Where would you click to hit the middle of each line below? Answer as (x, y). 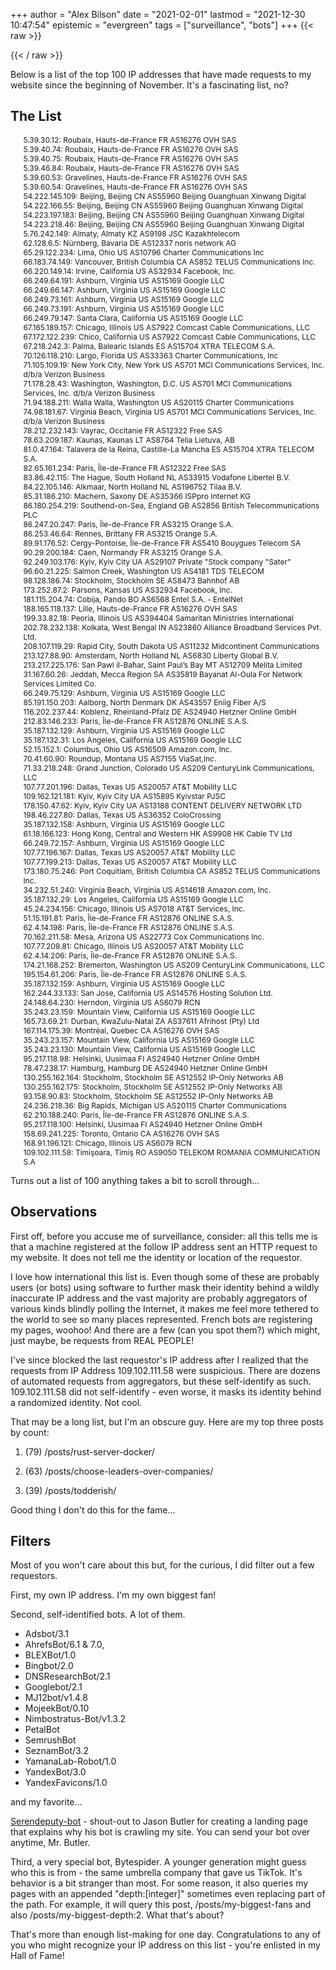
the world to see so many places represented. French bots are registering (161, 1319)
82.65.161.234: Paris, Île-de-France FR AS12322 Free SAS (125, 467)
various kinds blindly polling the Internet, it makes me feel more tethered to (164, 1308)
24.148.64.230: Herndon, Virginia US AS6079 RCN (112, 1002)
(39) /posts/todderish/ (70, 1490)
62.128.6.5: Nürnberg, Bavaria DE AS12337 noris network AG (130, 242)
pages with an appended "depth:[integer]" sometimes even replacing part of (168, 1894)
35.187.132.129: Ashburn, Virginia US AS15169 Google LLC (124, 730)
